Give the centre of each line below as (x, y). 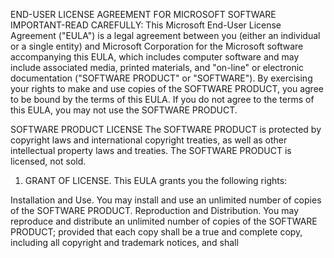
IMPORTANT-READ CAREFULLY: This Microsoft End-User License (146, 25)
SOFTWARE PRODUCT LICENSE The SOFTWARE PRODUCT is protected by (166, 129)
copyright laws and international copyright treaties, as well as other (149, 140)
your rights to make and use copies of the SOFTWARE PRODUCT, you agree (167, 88)
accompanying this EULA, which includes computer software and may (155, 57)
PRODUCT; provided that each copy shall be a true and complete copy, (156, 232)
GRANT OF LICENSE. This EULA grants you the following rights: (156, 180)
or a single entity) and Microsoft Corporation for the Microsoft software (157, 46)
